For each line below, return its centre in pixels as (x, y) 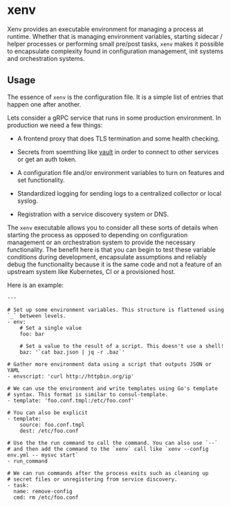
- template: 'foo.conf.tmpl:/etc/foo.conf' (71, 400)
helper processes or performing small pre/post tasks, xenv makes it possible (115, 44)
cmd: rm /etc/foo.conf (46, 497)
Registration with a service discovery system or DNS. (93, 214)
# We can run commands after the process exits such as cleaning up (108, 473)
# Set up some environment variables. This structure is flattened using (116, 310)
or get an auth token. (47, 159)
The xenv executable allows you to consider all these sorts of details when (113, 228)
